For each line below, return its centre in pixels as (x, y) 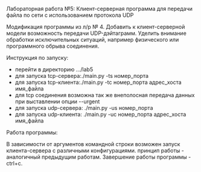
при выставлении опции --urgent (57, 101)
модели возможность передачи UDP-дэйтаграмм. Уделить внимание (97, 33)
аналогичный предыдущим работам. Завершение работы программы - (99, 157)
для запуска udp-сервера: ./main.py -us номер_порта (84, 108)
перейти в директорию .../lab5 (54, 69)
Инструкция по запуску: (37, 58)
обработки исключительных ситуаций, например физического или (93, 40)
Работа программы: (32, 132)
